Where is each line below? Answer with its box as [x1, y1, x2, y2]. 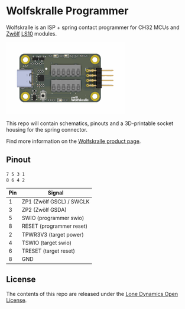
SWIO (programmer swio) [21, 215, 85, 221]
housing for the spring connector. [6, 126, 87, 133]
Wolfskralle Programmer [6, 4, 129, 18]
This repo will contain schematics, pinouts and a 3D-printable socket [6, 120, 174, 127]
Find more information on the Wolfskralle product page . [6, 138, 141, 145]
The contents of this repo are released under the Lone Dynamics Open [6, 290, 178, 297]
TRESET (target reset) [21, 247, 76, 254]
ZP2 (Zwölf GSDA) [21, 206, 67, 213]
